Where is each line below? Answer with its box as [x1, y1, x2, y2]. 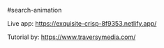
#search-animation [7, 6, 62, 14]
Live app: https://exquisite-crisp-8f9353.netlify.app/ [7, 19, 157, 27]
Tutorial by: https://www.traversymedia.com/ [7, 33, 136, 41]
